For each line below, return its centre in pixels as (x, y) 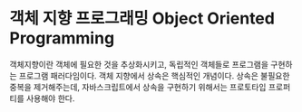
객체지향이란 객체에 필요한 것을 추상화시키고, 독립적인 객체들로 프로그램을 (139, 64)
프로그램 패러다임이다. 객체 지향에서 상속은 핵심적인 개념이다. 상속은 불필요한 (154, 75)
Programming (62, 38)
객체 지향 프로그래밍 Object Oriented (142, 19)
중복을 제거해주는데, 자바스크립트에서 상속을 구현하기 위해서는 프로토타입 (138, 87)
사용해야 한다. (50, 98)
